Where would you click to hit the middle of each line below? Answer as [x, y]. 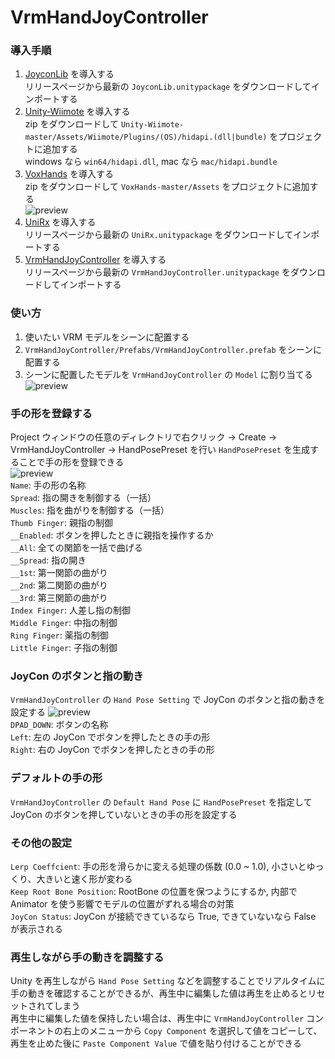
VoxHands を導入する [69, 174]
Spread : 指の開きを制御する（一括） [83, 498]
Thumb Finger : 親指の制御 [61, 523]
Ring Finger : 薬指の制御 [59, 635]
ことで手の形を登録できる [71, 462]
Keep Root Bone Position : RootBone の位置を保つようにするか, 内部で [154, 891]
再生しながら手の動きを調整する [87, 957]
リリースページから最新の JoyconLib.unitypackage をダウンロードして [168, 87]
